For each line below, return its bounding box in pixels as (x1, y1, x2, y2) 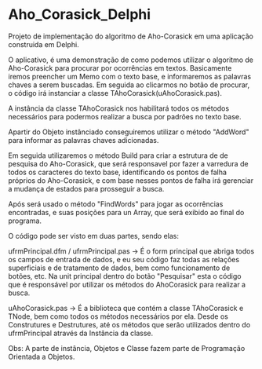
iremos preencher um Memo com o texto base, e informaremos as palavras (8, 71, 252, 81)
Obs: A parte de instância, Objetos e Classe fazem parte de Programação (8, 343, 246, 353)
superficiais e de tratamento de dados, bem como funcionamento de (8, 263, 231, 272)
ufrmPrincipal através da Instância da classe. (8, 328, 154, 338)
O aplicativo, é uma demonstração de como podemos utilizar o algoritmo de (8, 55, 253, 64)
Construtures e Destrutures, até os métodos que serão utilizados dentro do (8, 320, 251, 329)
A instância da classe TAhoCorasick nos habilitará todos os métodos (8, 104, 230, 113)
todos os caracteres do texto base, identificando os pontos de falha (8, 167, 227, 177)
